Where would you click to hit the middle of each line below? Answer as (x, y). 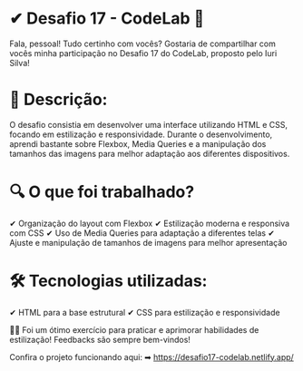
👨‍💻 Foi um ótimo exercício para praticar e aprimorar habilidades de (134, 329)
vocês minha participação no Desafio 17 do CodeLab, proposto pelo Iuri (143, 53)
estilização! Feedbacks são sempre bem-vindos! (100, 339)
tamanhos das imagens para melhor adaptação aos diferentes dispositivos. (150, 153)
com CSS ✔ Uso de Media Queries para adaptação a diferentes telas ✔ (142, 233)
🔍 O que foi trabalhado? (102, 192)
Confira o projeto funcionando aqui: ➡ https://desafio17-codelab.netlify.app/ (152, 356)
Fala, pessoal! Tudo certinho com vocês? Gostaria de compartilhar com (143, 44)
